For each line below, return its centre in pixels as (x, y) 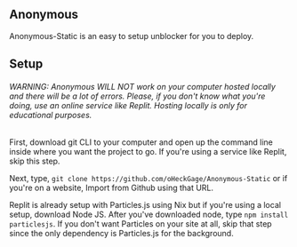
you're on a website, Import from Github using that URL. (112, 188)
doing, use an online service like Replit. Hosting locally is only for (128, 105)
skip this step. (35, 161)
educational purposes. (51, 115)
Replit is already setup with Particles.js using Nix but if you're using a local (145, 205)
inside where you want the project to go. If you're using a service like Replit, (148, 152)
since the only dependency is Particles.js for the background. (121, 234)
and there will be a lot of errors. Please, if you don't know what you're (137, 96)
